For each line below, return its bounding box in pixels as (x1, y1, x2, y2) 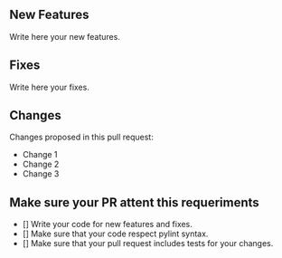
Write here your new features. (9, 31, 120, 42)
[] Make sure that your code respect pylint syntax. (22, 228, 209, 239)
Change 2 (22, 158, 60, 170)
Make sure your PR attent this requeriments (9, 195, 259, 210)
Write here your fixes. (9, 81, 90, 92)
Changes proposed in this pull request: (9, 131, 154, 143)
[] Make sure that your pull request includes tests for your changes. (22, 238, 274, 249)
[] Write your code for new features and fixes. (22, 219, 193, 230)
